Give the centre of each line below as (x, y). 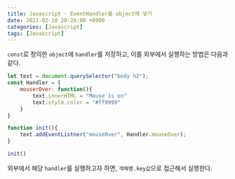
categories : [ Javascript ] (45, 27)
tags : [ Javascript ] (36, 33)
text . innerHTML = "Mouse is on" (80, 95)
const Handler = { (34, 83)
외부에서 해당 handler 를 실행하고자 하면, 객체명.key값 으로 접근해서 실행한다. (110, 168)
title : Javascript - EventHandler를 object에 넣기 (80, 14)
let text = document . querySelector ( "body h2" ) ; (78, 77)
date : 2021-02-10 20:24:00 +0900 (56, 20)
